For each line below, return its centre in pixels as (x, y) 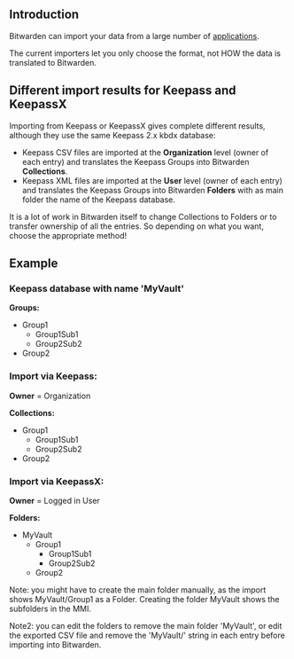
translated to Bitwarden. (53, 62)
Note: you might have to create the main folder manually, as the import (138, 590)
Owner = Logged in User (54, 500)
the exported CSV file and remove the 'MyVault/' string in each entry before (147, 635)
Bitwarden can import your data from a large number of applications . (134, 35)
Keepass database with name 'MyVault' (97, 288)
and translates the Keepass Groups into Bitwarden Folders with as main (153, 190)
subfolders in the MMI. (50, 608)
